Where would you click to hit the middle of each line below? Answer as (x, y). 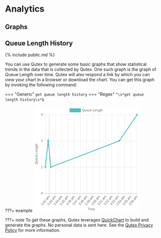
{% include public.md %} (30, 55)
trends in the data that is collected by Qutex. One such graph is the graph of (81, 69)
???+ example (19, 211)
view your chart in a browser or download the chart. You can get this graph (80, 80)
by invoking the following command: (41, 85)
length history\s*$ (25, 100)
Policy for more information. (33, 230)
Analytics (25, 9)
